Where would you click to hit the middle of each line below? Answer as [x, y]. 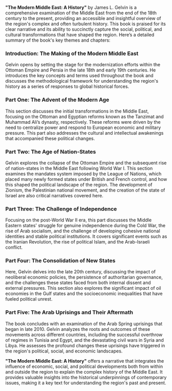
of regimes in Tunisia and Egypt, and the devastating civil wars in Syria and [85, 340]
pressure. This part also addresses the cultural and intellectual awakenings [84, 133]
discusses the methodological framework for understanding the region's [82, 81]
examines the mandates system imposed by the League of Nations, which [83, 174]
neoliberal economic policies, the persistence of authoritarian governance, [84, 277]
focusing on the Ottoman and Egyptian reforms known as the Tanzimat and [85, 116]
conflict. [14, 247]
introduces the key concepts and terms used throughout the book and [80, 76]
